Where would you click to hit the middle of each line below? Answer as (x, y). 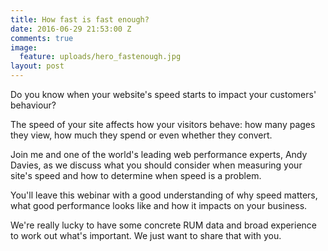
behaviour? (33, 105)
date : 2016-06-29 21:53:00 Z (71, 29)
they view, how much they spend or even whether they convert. (141, 135)
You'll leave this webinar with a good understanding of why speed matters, (164, 195)
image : (24, 47)
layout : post (37, 66)
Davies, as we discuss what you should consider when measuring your (156, 165)
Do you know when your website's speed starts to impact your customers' (163, 94)
